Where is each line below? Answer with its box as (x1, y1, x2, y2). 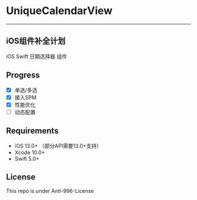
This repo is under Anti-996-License (6, 188, 94, 195)
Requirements (6, 126, 59, 136)
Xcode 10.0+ (14, 148, 45, 156)
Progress (6, 70, 40, 80)
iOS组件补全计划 (6, 36, 66, 46)
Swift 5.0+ (14, 155, 40, 162)
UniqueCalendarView (6, 4, 113, 18)
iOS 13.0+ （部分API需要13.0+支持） (14, 142, 102, 149)
